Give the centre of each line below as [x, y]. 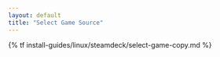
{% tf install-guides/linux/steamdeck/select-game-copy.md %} [110, 45]
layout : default [35, 15]
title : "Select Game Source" [56, 23]
